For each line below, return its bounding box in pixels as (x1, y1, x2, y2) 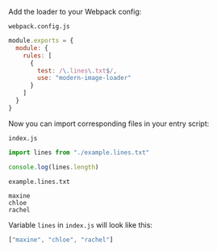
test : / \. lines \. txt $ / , (37, 66, 117, 75)
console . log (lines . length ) (8, 163, 99, 171)
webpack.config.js (8, 23, 70, 31)
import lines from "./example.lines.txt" (8, 149, 150, 157)
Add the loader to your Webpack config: (8, 7, 142, 16)
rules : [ (23, 52, 52, 60)
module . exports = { (8, 36, 74, 44)
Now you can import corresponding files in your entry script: (8, 119, 210, 128)
